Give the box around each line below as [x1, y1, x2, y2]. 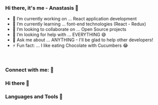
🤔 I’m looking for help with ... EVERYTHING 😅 [12, 32, 106, 38]
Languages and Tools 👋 [5, 93, 63, 100]
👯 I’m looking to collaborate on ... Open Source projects [12, 26, 126, 32]
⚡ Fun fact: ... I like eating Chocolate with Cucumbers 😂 [12, 42, 128, 49]
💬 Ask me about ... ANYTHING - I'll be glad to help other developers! [12, 37, 153, 43]
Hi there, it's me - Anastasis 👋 [5, 4, 79, 11]
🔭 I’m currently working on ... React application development [12, 16, 137, 22]
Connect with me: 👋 [5, 67, 54, 74]
